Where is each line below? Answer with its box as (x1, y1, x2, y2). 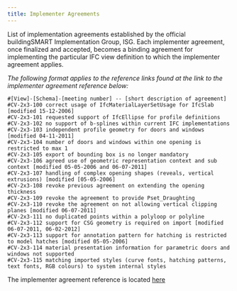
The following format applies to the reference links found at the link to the (7, 74, 223, 82)
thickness (7, 188, 37, 195)
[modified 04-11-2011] (7, 132, 75, 139)
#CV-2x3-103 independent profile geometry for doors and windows (7, 126, 204, 133)
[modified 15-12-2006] (7, 107, 75, 114)
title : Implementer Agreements (7, 10, 100, 18)
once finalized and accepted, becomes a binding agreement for (7, 45, 193, 53)
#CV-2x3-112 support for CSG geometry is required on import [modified (7, 219, 224, 226)
